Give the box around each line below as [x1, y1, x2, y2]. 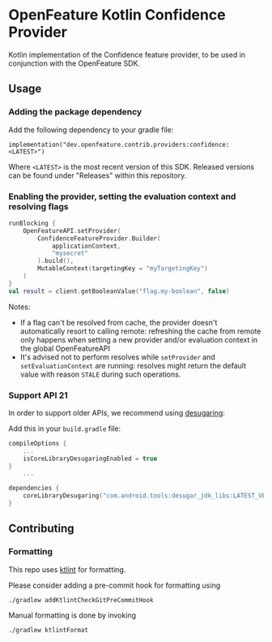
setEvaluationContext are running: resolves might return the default [19, 360, 247, 370]
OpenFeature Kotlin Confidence [8, 6, 226, 24]
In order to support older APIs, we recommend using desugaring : [8, 407, 225, 417]
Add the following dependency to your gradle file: [8, 124, 174, 135]
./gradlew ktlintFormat [8, 626, 89, 634]
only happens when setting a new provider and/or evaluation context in [19, 334, 258, 344]
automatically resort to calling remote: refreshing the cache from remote [19, 326, 261, 336]
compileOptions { [8, 439, 67, 447]
